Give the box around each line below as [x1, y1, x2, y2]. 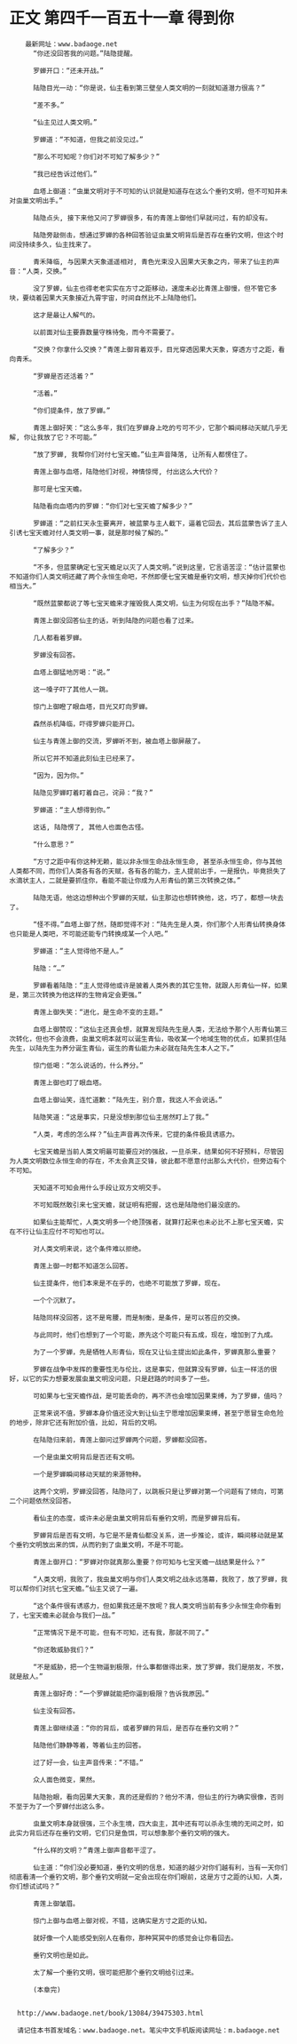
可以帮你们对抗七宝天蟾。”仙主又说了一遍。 [9, 1584, 143, 1593]
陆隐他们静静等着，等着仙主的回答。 [32, 1741, 146, 1750]
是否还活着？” [50, 371, 95, 380]
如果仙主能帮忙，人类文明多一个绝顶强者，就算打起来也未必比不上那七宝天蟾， [32, 1218, 277, 1226]
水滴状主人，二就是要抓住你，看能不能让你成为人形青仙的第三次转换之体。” [9, 876, 241, 885]
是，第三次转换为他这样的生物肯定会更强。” [9, 990, 143, 1000]
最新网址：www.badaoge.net [25, 39, 118, 49]
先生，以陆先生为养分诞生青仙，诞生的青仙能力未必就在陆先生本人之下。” [9, 1043, 235, 1053]
